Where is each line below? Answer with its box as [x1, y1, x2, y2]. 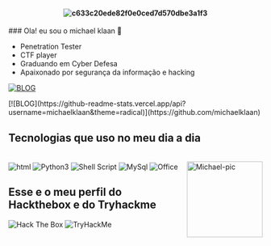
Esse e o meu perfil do [8, 185, 123, 199]
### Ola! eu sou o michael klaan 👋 [8, 26, 123, 36]
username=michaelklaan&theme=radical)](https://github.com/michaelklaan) [8, 108, 261, 117]
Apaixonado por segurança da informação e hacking [19, 67, 195, 78]
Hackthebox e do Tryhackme [8, 198, 157, 212]
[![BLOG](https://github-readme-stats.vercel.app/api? [8, 99, 186, 108]
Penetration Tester [19, 42, 82, 52]
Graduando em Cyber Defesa [19, 59, 119, 69]
